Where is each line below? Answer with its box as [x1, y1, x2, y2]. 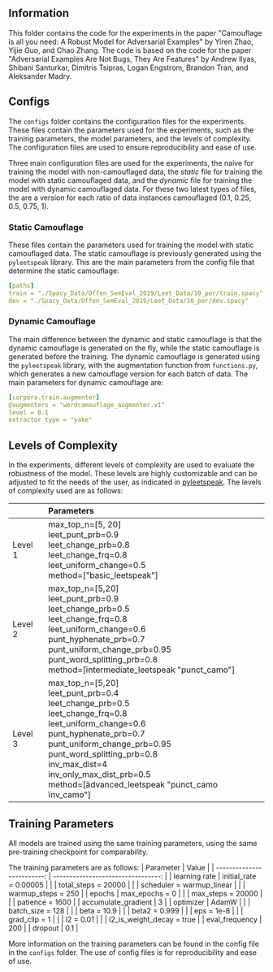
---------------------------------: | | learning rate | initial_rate [52, 871, 257, 881]
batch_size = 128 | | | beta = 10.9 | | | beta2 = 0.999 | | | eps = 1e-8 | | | [8, 905, 244, 915]
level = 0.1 [8, 408, 49, 417]
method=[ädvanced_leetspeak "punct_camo [48, 779, 218, 791]
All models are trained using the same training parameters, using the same [8, 838, 258, 848]
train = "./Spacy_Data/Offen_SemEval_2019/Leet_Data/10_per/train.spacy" [8, 289, 264, 297]
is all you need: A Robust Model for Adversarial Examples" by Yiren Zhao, [8, 37, 253, 46]
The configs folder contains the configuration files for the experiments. [8, 116, 246, 126]
